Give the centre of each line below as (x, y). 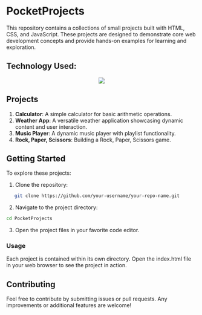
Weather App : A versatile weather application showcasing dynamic (99, 120)
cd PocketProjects (29, 219)
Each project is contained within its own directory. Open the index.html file (99, 259)
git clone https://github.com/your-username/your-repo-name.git (97, 196)
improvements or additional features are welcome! (69, 305)
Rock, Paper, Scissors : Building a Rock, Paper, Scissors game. (93, 140)
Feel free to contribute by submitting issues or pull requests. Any (87, 299)
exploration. (21, 47)
